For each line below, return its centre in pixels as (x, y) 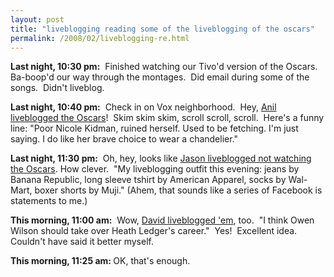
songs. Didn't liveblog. (57, 88)
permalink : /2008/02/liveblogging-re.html (100, 38)
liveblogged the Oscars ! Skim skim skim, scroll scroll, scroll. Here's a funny (167, 118)
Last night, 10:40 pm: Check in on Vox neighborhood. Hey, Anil (143, 107)
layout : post (37, 19)
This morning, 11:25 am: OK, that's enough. (100, 261)
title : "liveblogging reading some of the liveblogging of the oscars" (162, 29)
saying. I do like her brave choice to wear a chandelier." (124, 139)
